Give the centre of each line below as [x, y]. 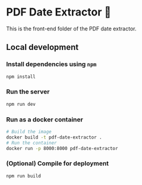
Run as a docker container [45, 120]
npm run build [24, 176]
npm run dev [21, 104]
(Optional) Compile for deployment [57, 164]
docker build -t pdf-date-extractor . [54, 137]
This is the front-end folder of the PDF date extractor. [71, 29]
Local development [42, 47]
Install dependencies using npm [51, 64]
